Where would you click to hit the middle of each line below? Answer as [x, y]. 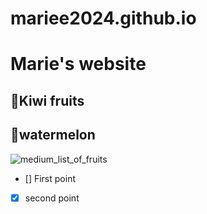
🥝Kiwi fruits [47, 100]
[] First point [50, 178]
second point [52, 198]
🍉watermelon [53, 135]
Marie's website [78, 64]
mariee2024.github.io [103, 18]
